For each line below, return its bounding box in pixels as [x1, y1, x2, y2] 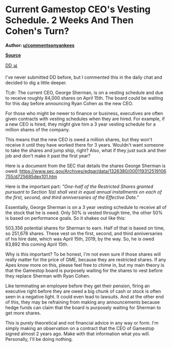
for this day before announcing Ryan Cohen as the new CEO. [5, 100, 134, 106]
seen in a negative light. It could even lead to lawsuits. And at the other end [5, 293, 164, 299]
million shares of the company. [5, 126, 70, 132]
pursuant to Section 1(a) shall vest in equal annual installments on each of [5, 189, 162, 195]
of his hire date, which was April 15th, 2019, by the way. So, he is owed [5, 236, 155, 242]
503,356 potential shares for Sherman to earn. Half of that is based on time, [5, 225, 165, 231]
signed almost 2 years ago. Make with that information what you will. [5, 331, 150, 337]
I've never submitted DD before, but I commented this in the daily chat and [5, 74, 162, 80]
